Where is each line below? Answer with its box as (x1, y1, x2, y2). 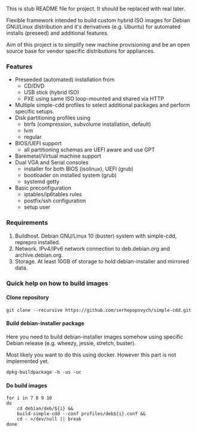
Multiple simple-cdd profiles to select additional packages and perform (14, 101, 190, 109)
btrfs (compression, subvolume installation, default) (23, 121, 151, 128)
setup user (23, 203, 51, 211)
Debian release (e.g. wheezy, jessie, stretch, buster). (6, 339, 137, 347)
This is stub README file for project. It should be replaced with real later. (6, 5, 186, 12)
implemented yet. (6, 357, 49, 365)
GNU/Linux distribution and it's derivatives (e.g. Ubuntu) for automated (6, 23, 181, 30)
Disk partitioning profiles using (14, 114, 91, 122)
